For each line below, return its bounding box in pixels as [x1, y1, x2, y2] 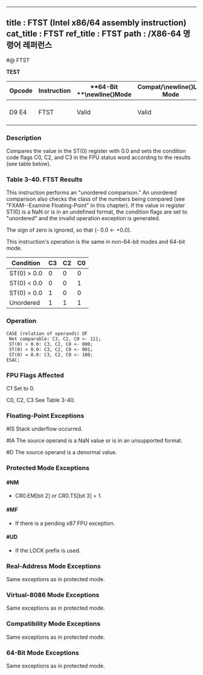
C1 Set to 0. [6, 385, 35, 392]
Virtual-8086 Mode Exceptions [6, 591, 100, 599]
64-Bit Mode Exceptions [6, 648, 80, 657]
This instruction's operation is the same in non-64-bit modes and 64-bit [6, 238, 185, 246]
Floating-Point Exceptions [6, 411, 85, 420]
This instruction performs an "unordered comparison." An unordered [6, 189, 177, 197]
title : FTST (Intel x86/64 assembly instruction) [6, 18, 187, 28]
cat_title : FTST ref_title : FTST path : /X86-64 [6, 28, 181, 39]
